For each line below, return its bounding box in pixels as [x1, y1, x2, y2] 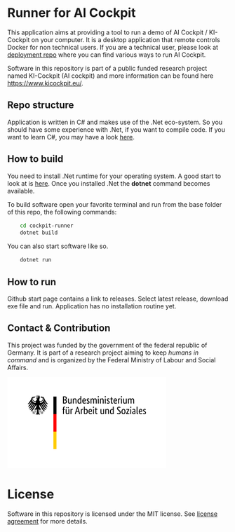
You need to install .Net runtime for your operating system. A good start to [7, 172, 222, 180]
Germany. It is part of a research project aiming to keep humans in [7, 348, 199, 357]
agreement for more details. [7, 517, 88, 525]
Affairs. [7, 363, 29, 371]
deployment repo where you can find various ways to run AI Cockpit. [7, 50, 206, 59]
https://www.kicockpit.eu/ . [7, 79, 84, 87]
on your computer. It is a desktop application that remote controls [31, 35, 220, 43]
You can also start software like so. [7, 242, 109, 250]
